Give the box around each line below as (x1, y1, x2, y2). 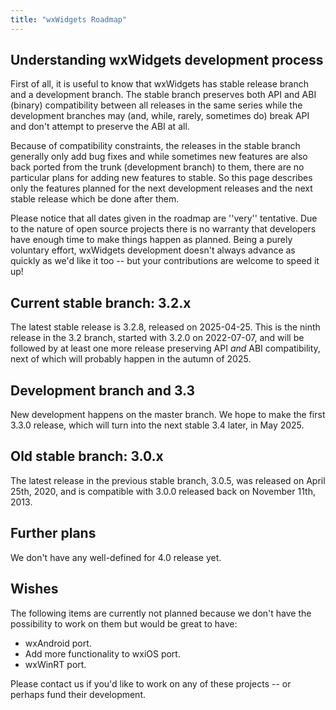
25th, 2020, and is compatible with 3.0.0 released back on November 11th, (10, 485, 316, 497)
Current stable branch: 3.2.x (10, 294, 192, 311)
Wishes (10, 581, 59, 598)
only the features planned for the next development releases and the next (10, 182, 313, 195)
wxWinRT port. (24, 658, 87, 670)
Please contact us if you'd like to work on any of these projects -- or (10, 677, 292, 690)
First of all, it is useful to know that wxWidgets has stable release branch (10, 78, 310, 90)
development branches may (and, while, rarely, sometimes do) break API (10, 110, 310, 122)
